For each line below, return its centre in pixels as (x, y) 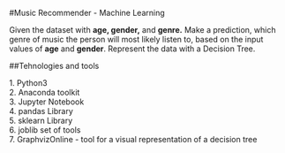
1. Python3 (28, 83)
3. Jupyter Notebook (47, 102)
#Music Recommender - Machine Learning (87, 13)
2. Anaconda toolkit (45, 92)
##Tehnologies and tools (54, 66)
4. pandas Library (41, 111)
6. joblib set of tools (45, 130)
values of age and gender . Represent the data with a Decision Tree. (132, 49)
